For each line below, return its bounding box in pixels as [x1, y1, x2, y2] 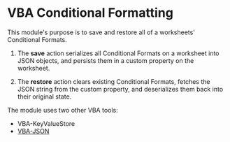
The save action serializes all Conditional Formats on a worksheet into [17, 49, 220, 57]
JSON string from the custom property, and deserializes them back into [17, 85, 224, 93]
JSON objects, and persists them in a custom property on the [17, 56, 194, 64]
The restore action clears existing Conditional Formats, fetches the [17, 77, 210, 85]
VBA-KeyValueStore [17, 119, 76, 127]
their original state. [17, 92, 72, 101]
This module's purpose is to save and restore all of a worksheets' [7, 28, 196, 36]
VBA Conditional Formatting [7, 5, 173, 21]
